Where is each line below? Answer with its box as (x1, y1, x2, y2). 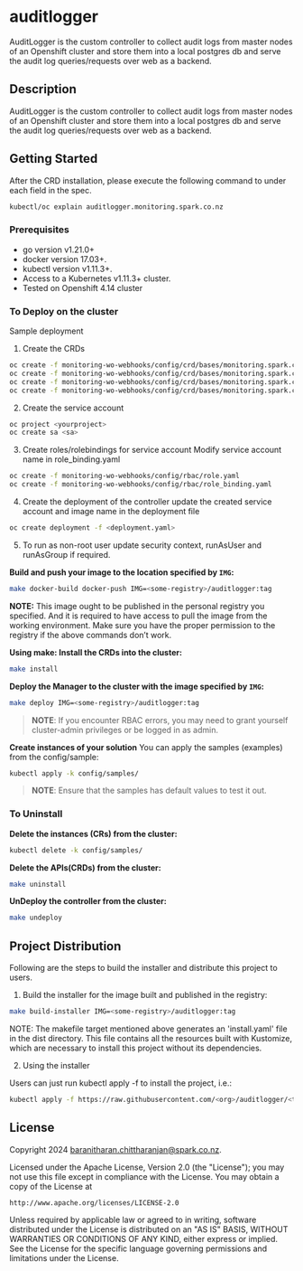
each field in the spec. (9, 184, 92, 195)
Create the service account (22, 402, 124, 413)
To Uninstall (9, 807, 63, 820)
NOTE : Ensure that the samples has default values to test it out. (31, 785, 268, 796)
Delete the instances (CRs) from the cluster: (9, 828, 178, 839)
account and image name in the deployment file (22, 506, 200, 517)
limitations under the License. (9, 1252, 119, 1263)
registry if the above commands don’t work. (9, 629, 172, 640)
